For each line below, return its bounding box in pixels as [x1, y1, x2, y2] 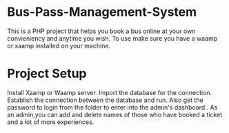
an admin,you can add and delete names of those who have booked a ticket [7, 110, 223, 119]
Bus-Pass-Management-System [7, 4, 197, 20]
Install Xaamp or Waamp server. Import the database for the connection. [7, 88, 212, 96]
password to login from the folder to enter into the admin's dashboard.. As [7, 103, 218, 111]
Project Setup [7, 66, 88, 81]
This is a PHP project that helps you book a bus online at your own [7, 27, 196, 35]
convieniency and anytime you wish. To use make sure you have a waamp [7, 34, 218, 42]
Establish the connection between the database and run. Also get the [7, 96, 203, 104]
